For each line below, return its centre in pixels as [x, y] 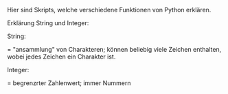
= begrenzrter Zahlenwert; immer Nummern [69, 83]
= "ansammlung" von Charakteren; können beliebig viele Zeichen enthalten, [114, 49]
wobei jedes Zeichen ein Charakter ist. [61, 57]
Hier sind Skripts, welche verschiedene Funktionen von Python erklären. [109, 10]
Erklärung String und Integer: [48, 23]
